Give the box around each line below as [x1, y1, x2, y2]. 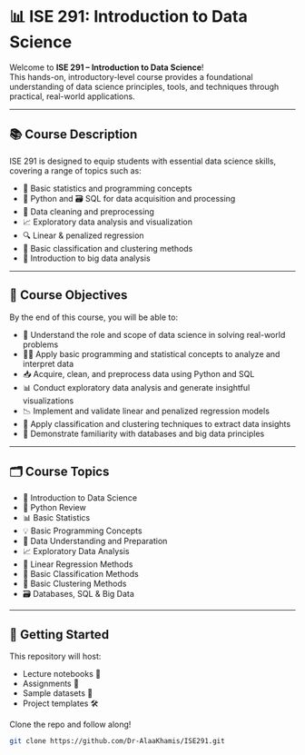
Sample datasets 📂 [22, 688, 93, 699]
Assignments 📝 [22, 678, 80, 690]
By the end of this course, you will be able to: [9, 312, 179, 323]
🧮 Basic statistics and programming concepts [22, 183, 192, 194]
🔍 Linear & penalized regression [22, 230, 144, 241]
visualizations [22, 395, 74, 406]
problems [22, 339, 59, 350]
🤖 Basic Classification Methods [22, 569, 139, 580]
